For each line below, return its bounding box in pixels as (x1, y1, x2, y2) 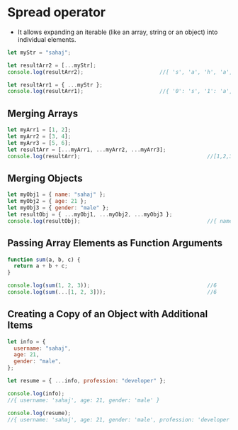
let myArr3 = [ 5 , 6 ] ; (7, 139, 72, 146)
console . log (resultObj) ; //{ (7, 217, 217, 224)
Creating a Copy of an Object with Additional (7, 308, 208, 320)
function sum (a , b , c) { (7, 256, 81, 263)
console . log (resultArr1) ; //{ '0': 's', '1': (7, 88, 217, 95)
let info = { (7, 338, 46, 345)
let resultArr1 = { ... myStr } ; (7, 81, 103, 89)
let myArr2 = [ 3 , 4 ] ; (7, 133, 72, 140)
